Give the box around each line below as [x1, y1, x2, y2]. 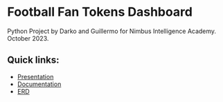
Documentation [17, 80, 62, 88]
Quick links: [7, 54, 60, 66]
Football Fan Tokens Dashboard [7, 4, 193, 20]
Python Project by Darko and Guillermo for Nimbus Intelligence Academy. [7, 27, 217, 35]
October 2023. [7, 34, 49, 42]
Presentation [17, 72, 54, 81]
